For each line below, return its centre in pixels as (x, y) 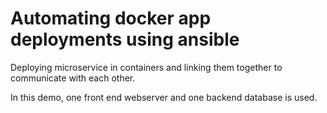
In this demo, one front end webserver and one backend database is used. (164, 97)
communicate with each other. (73, 78)
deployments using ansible (125, 39)
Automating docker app (111, 18)
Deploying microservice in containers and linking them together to (146, 67)
